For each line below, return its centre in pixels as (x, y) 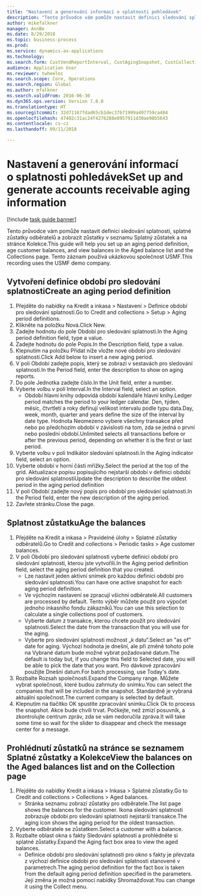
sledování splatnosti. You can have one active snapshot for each (103, 582)
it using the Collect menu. (56, 887)
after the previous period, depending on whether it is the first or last (108, 440)
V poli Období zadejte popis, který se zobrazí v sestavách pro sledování (104, 363)
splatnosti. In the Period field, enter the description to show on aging (99, 369)
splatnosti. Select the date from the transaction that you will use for (107, 627)
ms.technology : (26, 57)
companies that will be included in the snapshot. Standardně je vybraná (104, 691)
